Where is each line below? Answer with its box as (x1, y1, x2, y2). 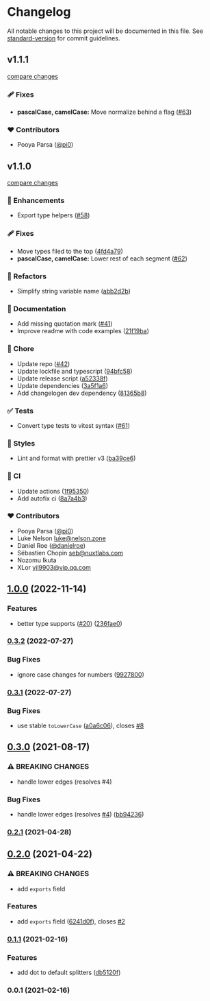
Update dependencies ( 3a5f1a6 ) (16, 381, 108, 389)
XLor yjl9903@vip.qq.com (16, 563, 91, 571)
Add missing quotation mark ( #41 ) (16, 319, 113, 328)
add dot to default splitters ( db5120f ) (16, 968, 121, 977)
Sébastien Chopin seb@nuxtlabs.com (16, 548, 123, 557)
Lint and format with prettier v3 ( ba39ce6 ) (16, 454, 136, 463)
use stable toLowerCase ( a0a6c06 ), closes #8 (16, 721, 144, 729)
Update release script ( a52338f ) (16, 374, 108, 383)
